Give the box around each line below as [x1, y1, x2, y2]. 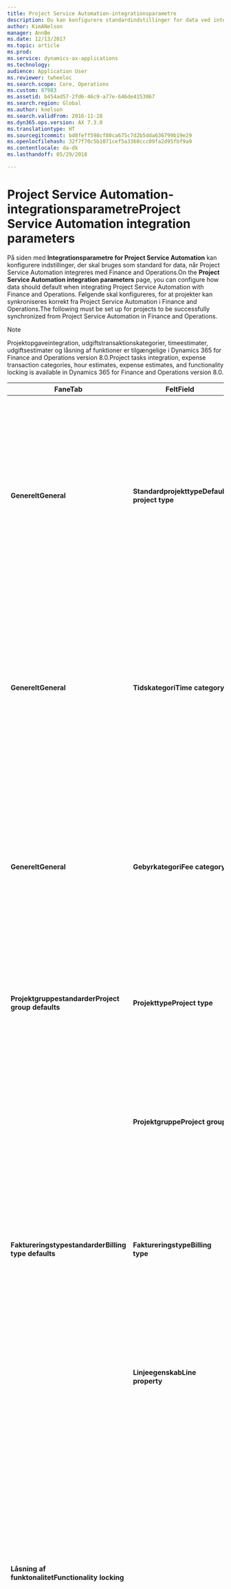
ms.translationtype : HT [7, 125, 76, 132]
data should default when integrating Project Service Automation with [7, 283, 204, 291]
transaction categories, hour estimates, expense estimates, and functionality [7, 360, 224, 369]
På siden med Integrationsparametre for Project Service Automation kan [7, 253, 217, 262]
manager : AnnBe [7, 29, 51, 37]
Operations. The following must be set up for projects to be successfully [7, 305, 210, 313]
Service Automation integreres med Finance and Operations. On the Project [7, 268, 220, 276]
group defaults [10, 1002, 60, 1012]
